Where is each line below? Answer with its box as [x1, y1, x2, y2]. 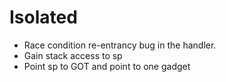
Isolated [9, 6, 78, 29]
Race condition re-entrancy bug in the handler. [23, 39, 217, 51]
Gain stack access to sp [23, 49, 123, 61]
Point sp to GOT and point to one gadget [23, 60, 191, 72]
